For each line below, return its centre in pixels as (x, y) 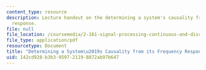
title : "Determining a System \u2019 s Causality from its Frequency (94, 52)
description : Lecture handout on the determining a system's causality (100, 18)
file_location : (26, 35)
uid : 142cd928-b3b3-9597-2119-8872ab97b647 (63, 57)
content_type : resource (37, 12)
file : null (20, 29)
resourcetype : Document (37, 46)
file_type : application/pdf (42, 40)
